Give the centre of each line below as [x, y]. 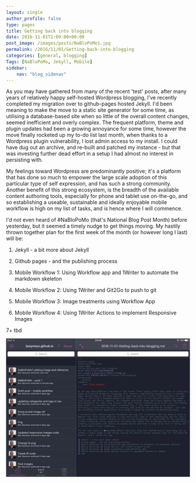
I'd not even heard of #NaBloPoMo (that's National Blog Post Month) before [97, 220]
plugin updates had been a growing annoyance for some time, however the [96, 129]
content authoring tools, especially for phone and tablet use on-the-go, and [97, 196]
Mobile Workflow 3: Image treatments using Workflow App [85, 302]
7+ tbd [14, 330]
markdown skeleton [38, 279]
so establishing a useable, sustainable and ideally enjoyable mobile [87, 203]
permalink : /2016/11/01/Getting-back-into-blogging [70, 50]
